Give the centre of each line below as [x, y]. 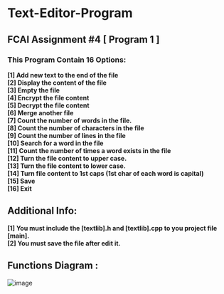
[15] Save [21, 181]
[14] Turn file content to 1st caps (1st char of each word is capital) [106, 173]
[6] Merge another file [41, 112]
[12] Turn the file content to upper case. [67, 158]
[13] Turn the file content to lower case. [66, 166]
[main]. [18, 236]
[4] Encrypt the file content [48, 98]
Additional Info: [42, 211]
